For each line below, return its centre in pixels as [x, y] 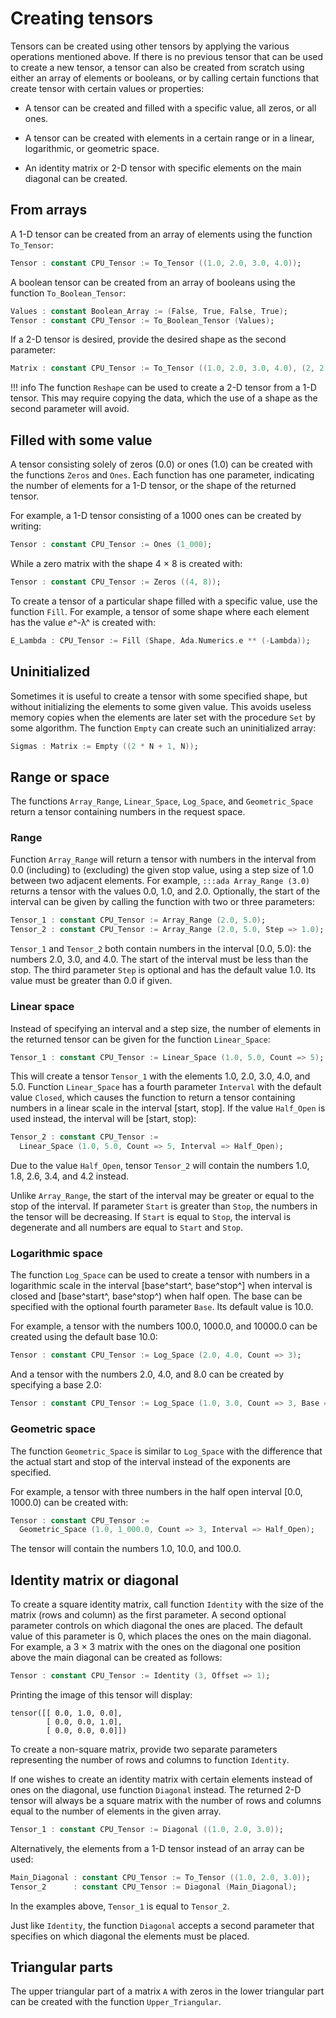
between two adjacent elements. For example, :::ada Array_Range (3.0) [160, 881]
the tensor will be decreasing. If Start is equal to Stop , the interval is [151, 1217]
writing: [26, 526]
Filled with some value [81, 440]
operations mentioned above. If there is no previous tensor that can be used [167, 56]
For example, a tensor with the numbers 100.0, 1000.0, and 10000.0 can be [164, 1326]
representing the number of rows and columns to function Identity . [150, 1759]
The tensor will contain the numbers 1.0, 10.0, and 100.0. [126, 1549]
